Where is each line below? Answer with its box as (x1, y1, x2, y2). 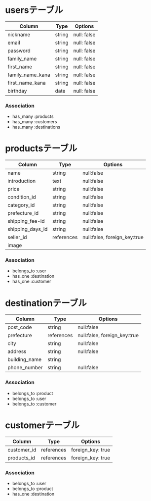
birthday (7, 87, 27, 94)
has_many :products (12, 113, 54, 119)
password (7, 47, 31, 54)
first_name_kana (7, 79, 46, 86)
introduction (7, 178, 36, 185)
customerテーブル (5, 419, 80, 431)
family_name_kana (7, 71, 50, 78)
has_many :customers (12, 119, 57, 125)
